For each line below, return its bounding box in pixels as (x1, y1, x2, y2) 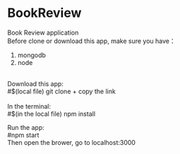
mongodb (17, 51, 46, 59)
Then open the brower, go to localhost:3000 (7, 138, 136, 146)
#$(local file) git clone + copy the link (7, 87, 116, 95)
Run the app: (7, 123, 44, 131)
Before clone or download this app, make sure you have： (7, 37, 176, 45)
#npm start (7, 131, 40, 139)
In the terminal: (7, 102, 52, 110)
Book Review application (7, 28, 79, 37)
